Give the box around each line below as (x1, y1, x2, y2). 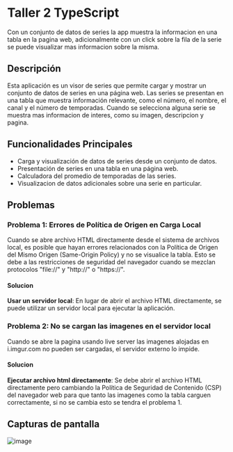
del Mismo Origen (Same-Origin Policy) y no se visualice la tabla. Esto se (7, 250, 216, 259)
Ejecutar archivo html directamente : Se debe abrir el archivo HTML (7, 376, 202, 384)
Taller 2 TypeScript (7, 5, 120, 21)
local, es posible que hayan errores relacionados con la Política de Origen (7, 243, 218, 252)
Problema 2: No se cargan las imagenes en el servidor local (7, 321, 211, 331)
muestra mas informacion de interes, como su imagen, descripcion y (7, 111, 204, 119)
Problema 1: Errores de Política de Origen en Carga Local (7, 220, 202, 229)
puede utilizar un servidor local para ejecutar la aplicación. (7, 304, 175, 312)
